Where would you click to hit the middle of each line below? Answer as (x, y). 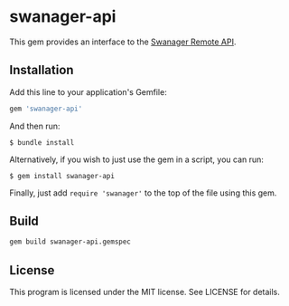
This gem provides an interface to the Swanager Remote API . (123, 42)
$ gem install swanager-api (62, 176)
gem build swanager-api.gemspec (70, 242)
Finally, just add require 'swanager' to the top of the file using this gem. (143, 193)
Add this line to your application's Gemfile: (88, 91)
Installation (42, 70)
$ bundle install (42, 142)
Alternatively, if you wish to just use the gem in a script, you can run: (137, 159)
